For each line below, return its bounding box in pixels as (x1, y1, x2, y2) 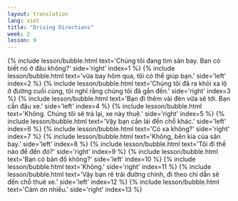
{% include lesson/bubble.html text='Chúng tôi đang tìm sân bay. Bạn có (7, 56, 221, 65)
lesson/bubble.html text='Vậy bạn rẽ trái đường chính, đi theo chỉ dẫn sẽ (7, 170, 219, 179)
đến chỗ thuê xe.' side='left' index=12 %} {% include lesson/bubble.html (7, 177, 219, 186)
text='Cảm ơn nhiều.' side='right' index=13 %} (7, 185, 143, 194)
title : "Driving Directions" (7, 24, 94, 31)
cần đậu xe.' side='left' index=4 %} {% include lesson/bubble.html (7, 102, 202, 110)
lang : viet (7, 17, 40, 24)
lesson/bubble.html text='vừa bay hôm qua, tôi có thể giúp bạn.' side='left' (7, 72, 227, 81)
